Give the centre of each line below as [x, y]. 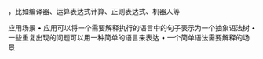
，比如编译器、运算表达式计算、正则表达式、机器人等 [94, 11]
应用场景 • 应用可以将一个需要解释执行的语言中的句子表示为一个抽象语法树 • [132, 28]
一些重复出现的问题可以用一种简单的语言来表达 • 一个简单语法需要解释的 [126, 38]
